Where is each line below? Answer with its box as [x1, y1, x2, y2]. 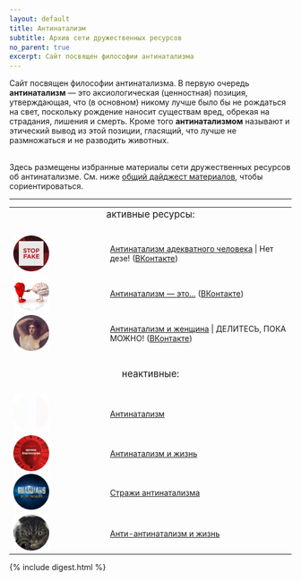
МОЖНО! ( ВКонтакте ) [109, 333, 193, 344]
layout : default [9, 14, 70, 23]
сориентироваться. [9, 181, 83, 192]
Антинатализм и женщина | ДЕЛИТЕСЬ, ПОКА [109, 323, 287, 335]
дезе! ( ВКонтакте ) [109, 253, 179, 264]
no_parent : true [9, 43, 70, 52]
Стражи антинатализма [109, 488, 201, 499]
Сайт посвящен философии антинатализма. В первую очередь [9, 78, 250, 89]
